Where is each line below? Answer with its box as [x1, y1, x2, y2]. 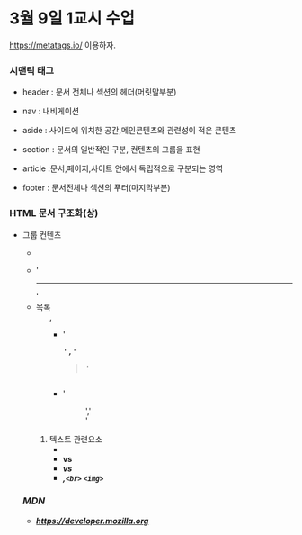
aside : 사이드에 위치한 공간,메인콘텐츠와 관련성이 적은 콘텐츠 [22, 125, 236, 136]
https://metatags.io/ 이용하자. [9, 40, 117, 50]
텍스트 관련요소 [49, 433, 103, 444]
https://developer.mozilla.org [35, 515, 149, 526]
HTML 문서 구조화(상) [9, 207, 99, 220]
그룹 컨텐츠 [22, 229, 62, 240]
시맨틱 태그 [9, 64, 55, 77]
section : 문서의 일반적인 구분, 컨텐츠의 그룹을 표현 [22, 144, 200, 155]
